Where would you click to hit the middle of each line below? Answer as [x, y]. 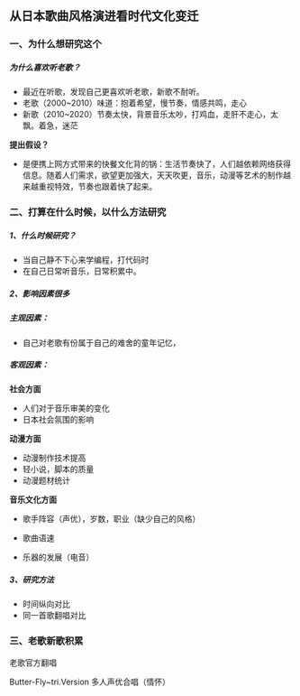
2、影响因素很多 [40, 293]
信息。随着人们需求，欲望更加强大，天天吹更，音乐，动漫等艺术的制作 [153, 175]
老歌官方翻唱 [33, 663]
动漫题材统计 [46, 480]
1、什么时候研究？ [43, 235]
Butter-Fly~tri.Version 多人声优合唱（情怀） [90, 682]
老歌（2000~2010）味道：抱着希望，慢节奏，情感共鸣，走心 [135, 103]
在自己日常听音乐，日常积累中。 [82, 271]
